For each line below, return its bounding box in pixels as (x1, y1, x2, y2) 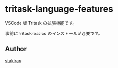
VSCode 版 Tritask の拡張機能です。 (5, 20, 77, 26)
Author (5, 45, 27, 53)
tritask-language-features (5, 3, 114, 15)
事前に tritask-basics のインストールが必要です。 (5, 30, 103, 36)
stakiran (5, 57, 21, 64)
